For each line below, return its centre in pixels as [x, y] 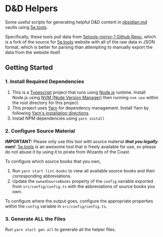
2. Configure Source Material [40, 131]
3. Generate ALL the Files [35, 219]
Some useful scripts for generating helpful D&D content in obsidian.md [76, 22]
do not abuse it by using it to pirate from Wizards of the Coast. [68, 151]
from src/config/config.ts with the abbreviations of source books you [83, 186]
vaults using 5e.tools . [26, 27]
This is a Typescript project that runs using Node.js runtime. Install [79, 92]
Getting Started [29, 68]
